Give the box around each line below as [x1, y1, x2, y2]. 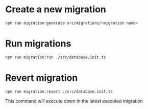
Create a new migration [5, 4, 106, 15]
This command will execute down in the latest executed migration [5, 98, 143, 104]
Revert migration [5, 72, 78, 83]
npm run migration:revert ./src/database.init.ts [5, 89, 113, 94]
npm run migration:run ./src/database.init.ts [5, 55, 106, 60]
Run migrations [5, 38, 71, 49]
